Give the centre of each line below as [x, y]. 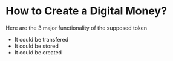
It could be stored [36, 46]
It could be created [38, 52]
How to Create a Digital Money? [86, 11]
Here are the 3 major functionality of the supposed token [77, 28]
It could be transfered [41, 39]
